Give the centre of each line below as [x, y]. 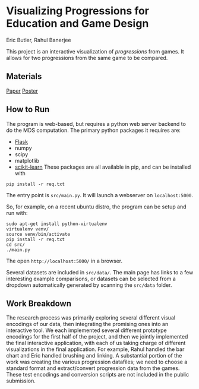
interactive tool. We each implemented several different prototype [87, 330]
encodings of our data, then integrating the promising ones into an [87, 324]
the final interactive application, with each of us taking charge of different [96, 343]
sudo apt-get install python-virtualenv [57, 224]
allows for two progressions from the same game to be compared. [87, 58]
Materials [24, 76]
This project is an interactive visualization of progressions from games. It [95, 51]
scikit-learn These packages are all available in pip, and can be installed [103, 167]
